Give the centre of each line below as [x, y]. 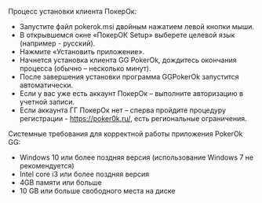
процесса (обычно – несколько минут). [85, 68]
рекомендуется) [47, 166]
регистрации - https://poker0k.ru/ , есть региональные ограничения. [133, 118]
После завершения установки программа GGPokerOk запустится [129, 77]
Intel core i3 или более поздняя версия [84, 174]
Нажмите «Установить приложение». [82, 52]
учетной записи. [47, 102]
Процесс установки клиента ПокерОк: [73, 11]
